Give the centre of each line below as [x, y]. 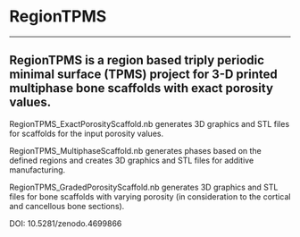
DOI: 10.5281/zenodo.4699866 [66, 223]
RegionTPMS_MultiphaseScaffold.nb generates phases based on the [135, 150]
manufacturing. [37, 169]
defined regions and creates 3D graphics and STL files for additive [132, 160]
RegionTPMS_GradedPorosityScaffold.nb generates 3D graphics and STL [144, 187]
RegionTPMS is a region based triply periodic [137, 60]
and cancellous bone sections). [67, 206]
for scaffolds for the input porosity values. [86, 133]
